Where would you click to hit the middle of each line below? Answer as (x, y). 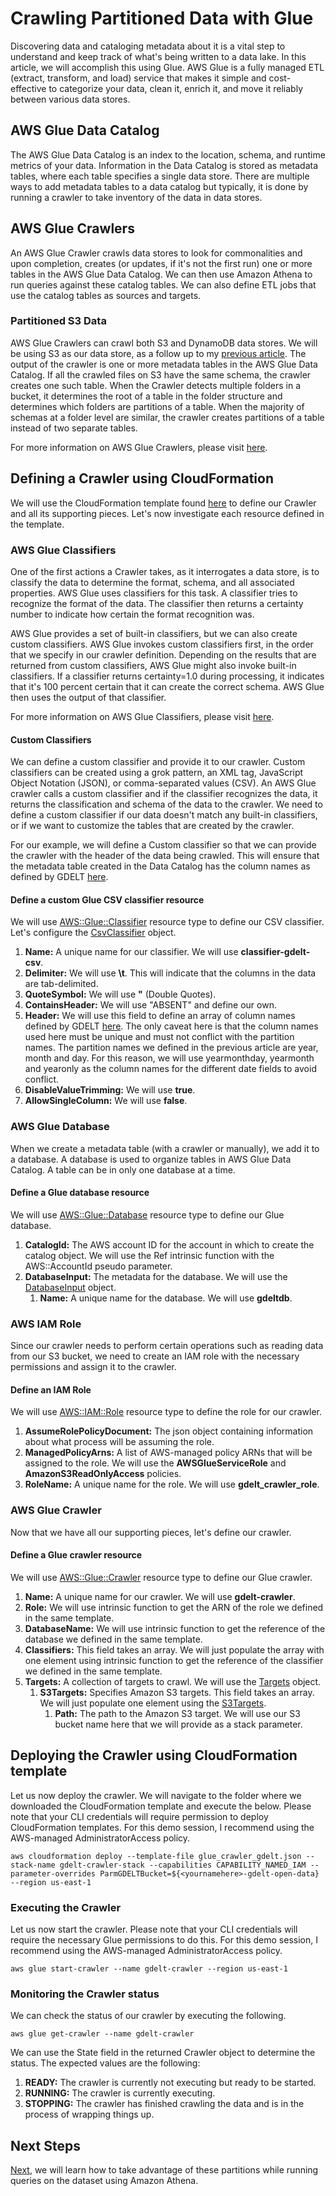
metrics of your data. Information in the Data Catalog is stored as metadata (164, 165)
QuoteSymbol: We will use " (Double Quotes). (120, 994)
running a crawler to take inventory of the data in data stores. (136, 197)
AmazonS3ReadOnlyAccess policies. (103, 1474)
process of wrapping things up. (89, 2114)
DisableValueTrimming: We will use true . (110, 1090)
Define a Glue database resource (80, 1193)
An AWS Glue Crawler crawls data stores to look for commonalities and (156, 253)
